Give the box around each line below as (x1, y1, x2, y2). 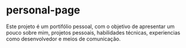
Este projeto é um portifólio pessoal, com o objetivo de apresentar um (6, 23, 175, 30)
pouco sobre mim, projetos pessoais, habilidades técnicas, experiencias (6, 29, 181, 36)
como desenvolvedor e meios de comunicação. (6, 35, 121, 42)
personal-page (6, 4, 80, 17)
